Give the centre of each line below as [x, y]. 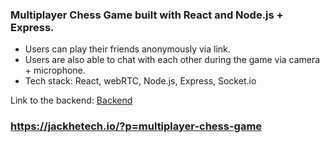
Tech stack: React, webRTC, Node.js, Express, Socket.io [140, 81]
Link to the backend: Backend [71, 100]
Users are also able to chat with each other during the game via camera [172, 60]
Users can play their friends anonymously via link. [127, 49]
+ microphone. [55, 70]
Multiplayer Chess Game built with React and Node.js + [147, 15]
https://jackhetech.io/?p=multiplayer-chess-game [136, 126]
